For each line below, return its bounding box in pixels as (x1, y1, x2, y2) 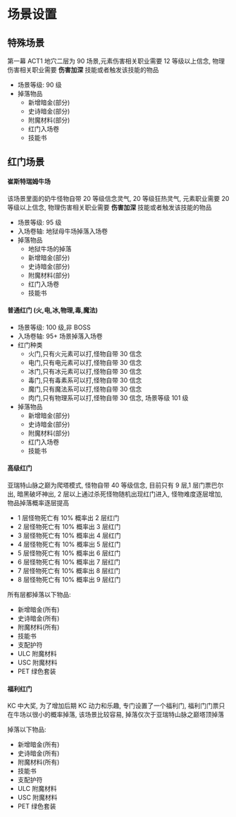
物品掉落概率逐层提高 (7, 499, 69, 507)
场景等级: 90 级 (17, 80, 62, 89)
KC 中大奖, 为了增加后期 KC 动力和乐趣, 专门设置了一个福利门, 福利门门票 (7, 701, 220, 710)
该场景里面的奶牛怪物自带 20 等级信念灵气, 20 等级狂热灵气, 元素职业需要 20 (7, 194, 230, 202)
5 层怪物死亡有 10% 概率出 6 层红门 (17, 549, 121, 557)
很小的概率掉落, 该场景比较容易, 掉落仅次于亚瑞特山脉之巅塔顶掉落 (31, 710, 224, 719)
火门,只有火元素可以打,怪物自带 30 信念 (27, 349, 142, 358)
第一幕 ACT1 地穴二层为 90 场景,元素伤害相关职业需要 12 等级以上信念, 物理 (7, 57, 225, 65)
